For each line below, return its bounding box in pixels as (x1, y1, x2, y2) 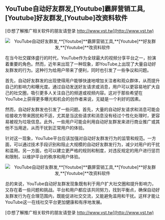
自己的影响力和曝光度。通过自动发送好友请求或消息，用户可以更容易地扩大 (5, 83, 156, 89)
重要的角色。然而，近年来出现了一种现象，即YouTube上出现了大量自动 (9, 61, 152, 67)
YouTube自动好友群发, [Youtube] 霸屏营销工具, (5, 4, 146, 13)
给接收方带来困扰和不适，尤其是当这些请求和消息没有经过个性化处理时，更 (5, 112, 156, 118)
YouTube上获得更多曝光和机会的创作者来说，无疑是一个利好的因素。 (5, 96, 143, 102)
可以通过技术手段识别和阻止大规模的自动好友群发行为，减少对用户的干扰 (13, 141, 160, 147)
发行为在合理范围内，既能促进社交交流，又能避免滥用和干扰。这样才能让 (13, 193, 160, 199)
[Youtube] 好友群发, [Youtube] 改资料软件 (5, 14, 128, 22)
